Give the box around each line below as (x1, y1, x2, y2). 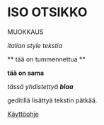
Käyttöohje (7, 109, 39, 118)
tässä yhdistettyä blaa (7, 82, 74, 90)
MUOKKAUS (7, 28, 44, 36)
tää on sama (7, 69, 45, 77)
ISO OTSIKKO (7, 4, 88, 20)
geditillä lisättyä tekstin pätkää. (7, 96, 98, 105)
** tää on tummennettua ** (7, 54, 86, 64)
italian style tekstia (7, 41, 62, 49)
